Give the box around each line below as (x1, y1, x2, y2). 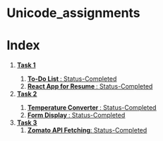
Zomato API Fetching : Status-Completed (27, 126, 147, 135)
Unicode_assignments (6, 5, 140, 21)
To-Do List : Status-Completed (27, 74, 117, 83)
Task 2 (16, 90, 37, 98)
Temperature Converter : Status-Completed (27, 103, 157, 112)
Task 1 (16, 61, 36, 69)
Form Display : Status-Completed (27, 111, 126, 120)
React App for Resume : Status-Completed (27, 82, 153, 91)
